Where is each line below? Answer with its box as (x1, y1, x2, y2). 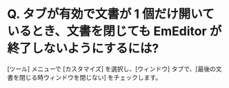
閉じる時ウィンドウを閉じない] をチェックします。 (19, 73, 162, 81)
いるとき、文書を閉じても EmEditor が (7, 23, 222, 39)
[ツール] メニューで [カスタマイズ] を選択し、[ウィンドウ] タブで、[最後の (7, 65, 216, 73)
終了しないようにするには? (7, 41, 159, 56)
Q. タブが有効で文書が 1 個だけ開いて (7, 6, 215, 22)
